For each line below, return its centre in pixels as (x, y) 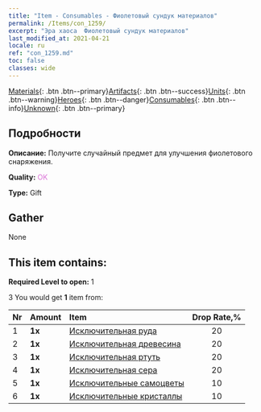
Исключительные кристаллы (126, 397)
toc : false (27, 61)
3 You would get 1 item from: (56, 298)
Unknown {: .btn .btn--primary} (75, 108)
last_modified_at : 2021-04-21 (59, 38)
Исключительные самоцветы (126, 383)
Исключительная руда (113, 331)
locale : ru (27, 46)
